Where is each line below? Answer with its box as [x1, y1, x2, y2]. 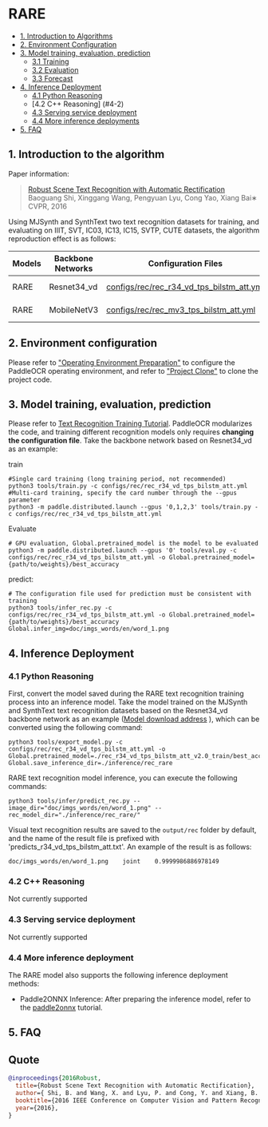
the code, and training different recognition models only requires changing [8, 427, 254, 437]
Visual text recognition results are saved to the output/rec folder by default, [8, 825, 257, 835]
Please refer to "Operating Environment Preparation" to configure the [8, 357, 235, 367]
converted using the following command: [8, 723, 144, 732]
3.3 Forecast [31, 73, 73, 83]
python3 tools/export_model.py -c [8, 738, 124, 747]
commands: [8, 782, 48, 792]
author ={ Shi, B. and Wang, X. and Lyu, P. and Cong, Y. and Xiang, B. [15, 1089, 259, 1097]
